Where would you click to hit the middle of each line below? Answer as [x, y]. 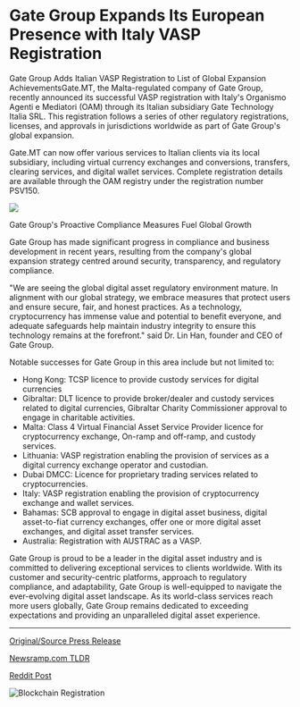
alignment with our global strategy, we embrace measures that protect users [150, 297]
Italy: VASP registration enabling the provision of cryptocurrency [141, 493]
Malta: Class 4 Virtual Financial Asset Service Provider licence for [142, 426]
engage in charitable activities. [79, 417]
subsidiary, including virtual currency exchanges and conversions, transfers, [150, 162]
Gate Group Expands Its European [137, 16]
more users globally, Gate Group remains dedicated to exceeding [129, 605]
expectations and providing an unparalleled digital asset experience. [135, 615]
